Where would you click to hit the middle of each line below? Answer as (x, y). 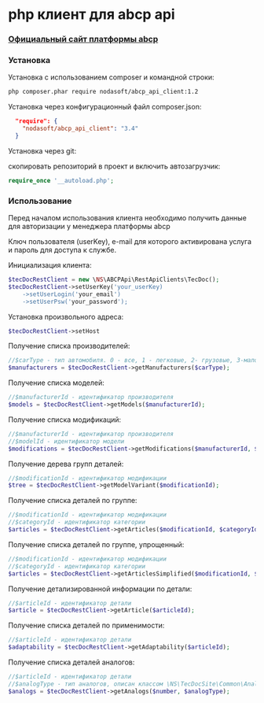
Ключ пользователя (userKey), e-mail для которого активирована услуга (130, 242)
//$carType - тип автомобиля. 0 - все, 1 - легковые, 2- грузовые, (121, 361)
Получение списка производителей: (69, 346)
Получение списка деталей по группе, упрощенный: (96, 544)
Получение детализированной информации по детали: (100, 589)
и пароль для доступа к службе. (62, 250)
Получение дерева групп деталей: (66, 464)
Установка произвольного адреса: (66, 316)
